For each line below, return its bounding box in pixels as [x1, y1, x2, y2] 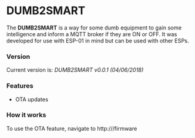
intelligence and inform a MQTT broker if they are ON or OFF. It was [6, 30, 177, 37]
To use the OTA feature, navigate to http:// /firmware [6, 125, 137, 132]
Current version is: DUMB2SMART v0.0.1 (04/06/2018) [6, 66, 144, 74]
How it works [6, 111, 47, 120]
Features [6, 82, 34, 90]
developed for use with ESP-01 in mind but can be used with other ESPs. [6, 37, 189, 44]
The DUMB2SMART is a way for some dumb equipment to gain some [6, 24, 182, 31]
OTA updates [15, 96, 48, 103]
